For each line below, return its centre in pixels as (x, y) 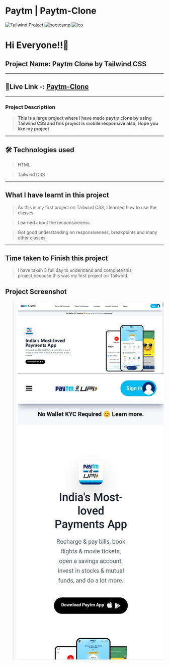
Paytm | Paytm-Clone (51, 11)
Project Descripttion (30, 107)
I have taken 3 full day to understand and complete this (74, 270)
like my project (33, 129)
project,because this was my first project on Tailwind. (73, 276)
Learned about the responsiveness (54, 222)
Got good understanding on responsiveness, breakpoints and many (87, 232)
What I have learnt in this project (57, 195)
